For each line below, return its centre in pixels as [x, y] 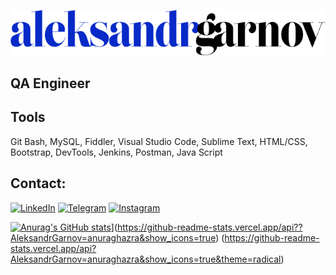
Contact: [38, 183]
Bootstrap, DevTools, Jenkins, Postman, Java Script [116, 152]
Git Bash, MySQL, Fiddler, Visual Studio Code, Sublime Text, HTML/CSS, [159, 141]
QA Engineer [50, 83]
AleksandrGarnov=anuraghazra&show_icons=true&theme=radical [146, 259]
